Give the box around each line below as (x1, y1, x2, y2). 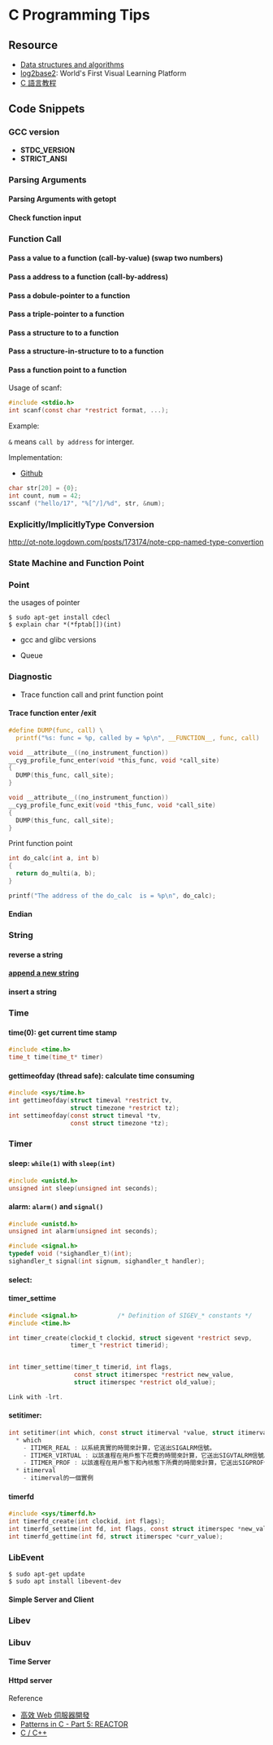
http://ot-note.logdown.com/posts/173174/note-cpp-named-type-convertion (8, 537, 264, 547)
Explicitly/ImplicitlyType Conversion (8, 519, 154, 530)
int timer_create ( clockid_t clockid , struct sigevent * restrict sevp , (8, 1334, 253, 1342)
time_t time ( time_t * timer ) (8, 1053, 104, 1062)
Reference (8, 1694, 43, 1703)
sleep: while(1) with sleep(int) (8, 1159, 116, 1168)
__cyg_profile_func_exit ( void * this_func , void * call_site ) (8, 800, 217, 809)
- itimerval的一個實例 (23, 1474, 93, 1483)
